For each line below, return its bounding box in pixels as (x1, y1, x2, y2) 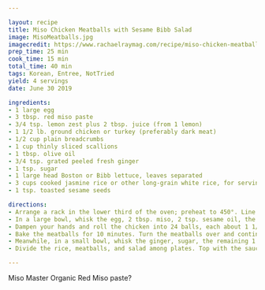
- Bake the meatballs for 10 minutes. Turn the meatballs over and (8, 230, 235, 238)
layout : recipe (8, 18, 58, 26)
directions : (8, 201, 47, 209)
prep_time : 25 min (8, 48, 69, 56)
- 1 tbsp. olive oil (8, 150, 77, 158)
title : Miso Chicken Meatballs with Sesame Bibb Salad (8, 25, 192, 34)
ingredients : (8, 99, 51, 106)
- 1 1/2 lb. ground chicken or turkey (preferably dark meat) (8, 128, 217, 136)
